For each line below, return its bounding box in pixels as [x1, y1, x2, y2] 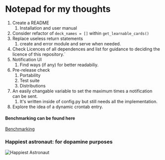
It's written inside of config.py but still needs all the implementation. [19, 98, 158, 104]
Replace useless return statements [12, 36, 83, 41]
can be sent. [12, 93, 38, 99]
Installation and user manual [19, 25, 78, 31]
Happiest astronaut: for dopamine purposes [5, 138, 113, 145]
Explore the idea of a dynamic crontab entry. [12, 104, 103, 110]
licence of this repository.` [12, 51, 66, 57]
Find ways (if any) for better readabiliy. [19, 62, 99, 68]
